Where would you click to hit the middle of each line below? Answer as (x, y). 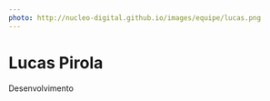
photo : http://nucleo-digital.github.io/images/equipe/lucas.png (135, 18)
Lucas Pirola (56, 62)
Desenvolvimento (41, 88)
